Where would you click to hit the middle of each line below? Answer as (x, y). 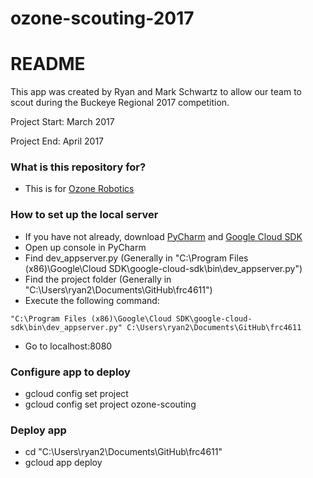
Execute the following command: (92, 300)
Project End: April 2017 (57, 141)
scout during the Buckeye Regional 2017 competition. (120, 103)
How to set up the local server (84, 215)
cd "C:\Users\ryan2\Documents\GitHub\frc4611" (123, 452)
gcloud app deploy (63, 463)
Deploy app (38, 430)
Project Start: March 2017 (62, 122)
